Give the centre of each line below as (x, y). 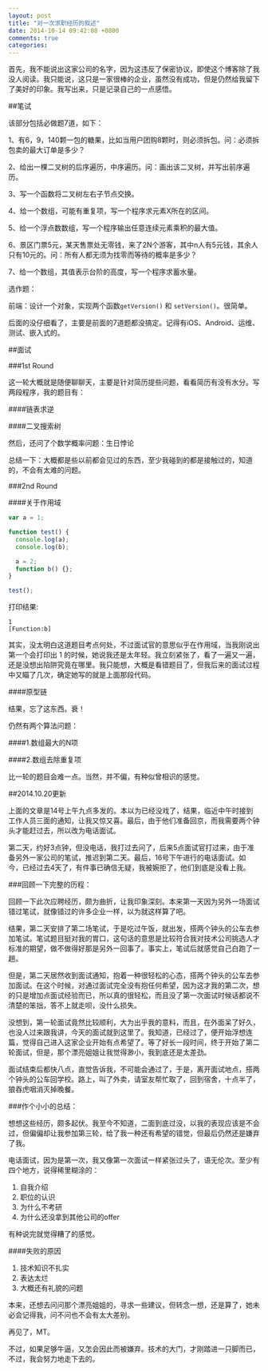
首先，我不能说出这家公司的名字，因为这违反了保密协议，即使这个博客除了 (130, 70)
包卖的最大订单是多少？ (47, 150)
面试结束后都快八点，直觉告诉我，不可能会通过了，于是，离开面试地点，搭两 (134, 1069)
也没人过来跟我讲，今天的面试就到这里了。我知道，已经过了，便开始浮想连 (130, 1032)
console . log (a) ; (42, 539)
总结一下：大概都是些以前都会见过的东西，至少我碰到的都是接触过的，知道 (130, 460)
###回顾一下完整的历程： (50, 884)
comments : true (33, 38)
